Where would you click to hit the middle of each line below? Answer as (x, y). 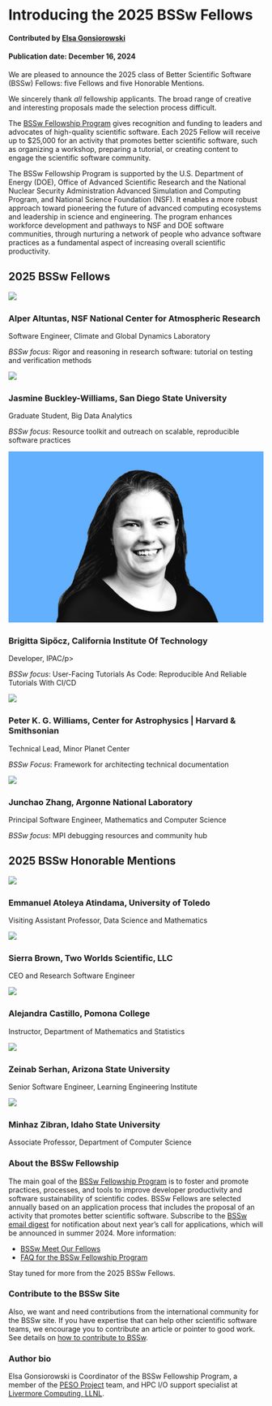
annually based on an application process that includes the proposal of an (132, 1207)
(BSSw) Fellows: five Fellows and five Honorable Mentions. (106, 83)
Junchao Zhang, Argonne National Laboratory (100, 802)
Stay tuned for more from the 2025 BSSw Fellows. (92, 1273)
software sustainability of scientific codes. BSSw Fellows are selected (125, 1198)
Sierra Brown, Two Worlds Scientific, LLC (91, 958)
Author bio (30, 1358)
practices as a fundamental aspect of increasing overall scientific (117, 242)
